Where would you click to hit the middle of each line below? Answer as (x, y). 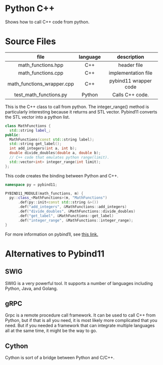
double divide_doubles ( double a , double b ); (55, 153)
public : (13, 135)
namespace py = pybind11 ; (31, 185)
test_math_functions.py (41, 95)
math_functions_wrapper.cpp (41, 84)
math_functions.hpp (41, 65)
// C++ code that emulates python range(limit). (59, 158)
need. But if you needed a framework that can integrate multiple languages (80, 326)
